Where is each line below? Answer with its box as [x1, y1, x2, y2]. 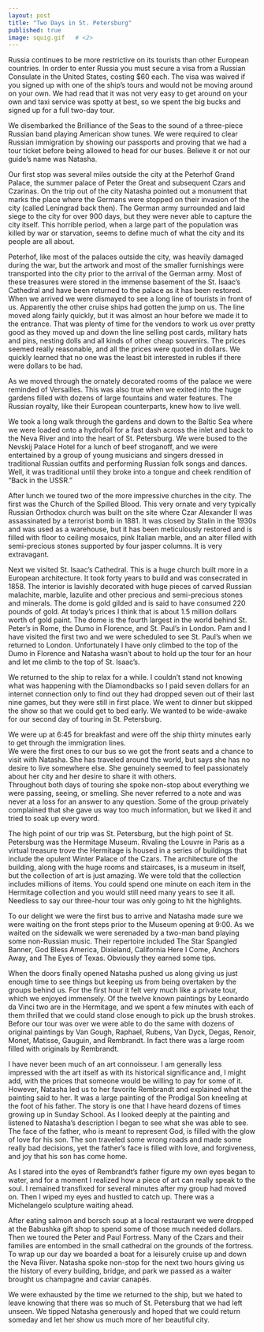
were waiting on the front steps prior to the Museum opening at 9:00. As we [8, 920, 255, 929]
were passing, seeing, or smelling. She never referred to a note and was [8, 789, 242, 798]
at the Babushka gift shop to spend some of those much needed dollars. [8, 1225, 243, 1234]
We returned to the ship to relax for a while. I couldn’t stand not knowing [8, 673, 243, 682]
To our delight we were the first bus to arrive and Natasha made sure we [8, 911, 244, 921]
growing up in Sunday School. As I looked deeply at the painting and [8, 1110, 230, 1120]
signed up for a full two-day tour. [8, 106, 115, 115]
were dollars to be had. [8, 361, 83, 371]
